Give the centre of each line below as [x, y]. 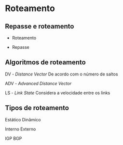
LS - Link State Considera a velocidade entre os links [58, 93]
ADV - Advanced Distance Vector [38, 83]
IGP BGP [14, 138]
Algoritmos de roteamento [45, 63]
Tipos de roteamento [37, 108]
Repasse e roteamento [40, 26]
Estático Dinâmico [23, 119]
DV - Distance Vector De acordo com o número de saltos [61, 74]
